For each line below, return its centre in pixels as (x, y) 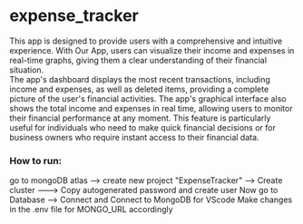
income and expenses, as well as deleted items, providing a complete (139, 89)
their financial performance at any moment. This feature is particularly (140, 118)
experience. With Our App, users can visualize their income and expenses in (152, 50)
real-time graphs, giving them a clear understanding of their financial (138, 60)
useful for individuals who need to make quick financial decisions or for (143, 127)
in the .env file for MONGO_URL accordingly (92, 209)
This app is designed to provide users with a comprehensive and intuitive (146, 41)
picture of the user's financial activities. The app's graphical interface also (148, 98)
